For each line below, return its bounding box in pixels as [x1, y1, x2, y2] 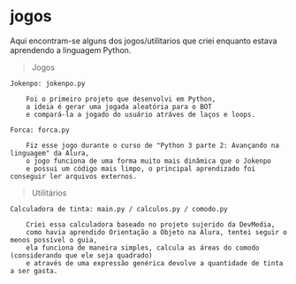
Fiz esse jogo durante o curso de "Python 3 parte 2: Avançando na [26, 141, 279, 150]
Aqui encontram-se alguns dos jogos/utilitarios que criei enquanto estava [10, 35, 277, 46]
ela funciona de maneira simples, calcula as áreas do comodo [26, 243, 260, 252]
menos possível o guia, [10, 235, 98, 244]
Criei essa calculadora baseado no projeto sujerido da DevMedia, [26, 219, 276, 229]
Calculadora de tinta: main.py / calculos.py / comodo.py [10, 204, 228, 213]
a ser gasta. [10, 266, 58, 275]
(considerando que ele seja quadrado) [10, 250, 153, 260]
